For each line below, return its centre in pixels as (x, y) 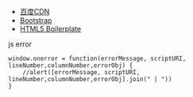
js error (20, 44)
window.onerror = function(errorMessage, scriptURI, (97, 58)
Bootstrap (36, 21)
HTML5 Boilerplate (50, 29)
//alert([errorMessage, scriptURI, (81, 73)
